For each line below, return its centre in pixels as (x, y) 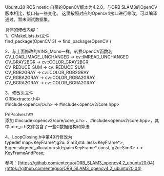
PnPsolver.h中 (19, 114)
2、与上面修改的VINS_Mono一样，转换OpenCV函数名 (59, 51)
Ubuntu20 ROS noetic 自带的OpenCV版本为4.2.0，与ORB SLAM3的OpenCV (81, 7)
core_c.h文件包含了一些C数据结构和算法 (49, 127)
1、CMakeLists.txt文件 (27, 36)
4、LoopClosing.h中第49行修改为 (39, 137)
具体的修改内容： (22, 30)
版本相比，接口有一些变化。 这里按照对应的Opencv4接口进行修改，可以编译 (81, 13)
